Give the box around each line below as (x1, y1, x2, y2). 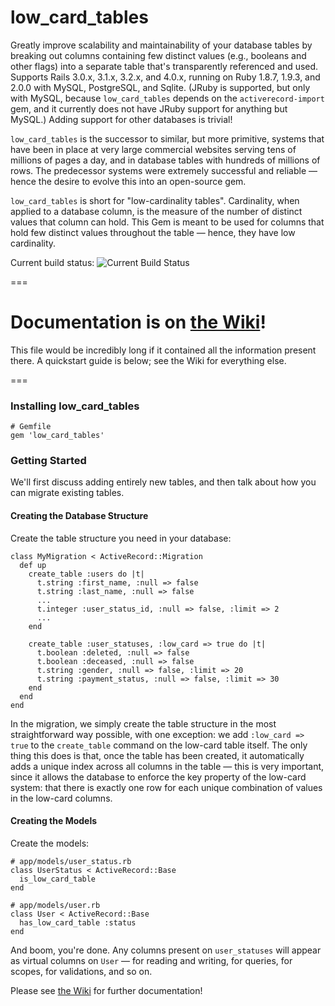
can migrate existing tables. (10, 487, 125, 499)
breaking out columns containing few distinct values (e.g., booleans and (10, 49, 307, 61)
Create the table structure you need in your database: (10, 532, 232, 544)
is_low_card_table (19, 874, 97, 884)
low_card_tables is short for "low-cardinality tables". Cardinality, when (10, 194, 300, 206)
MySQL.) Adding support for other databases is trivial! (10, 113, 233, 125)
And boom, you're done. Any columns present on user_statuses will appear (10, 944, 322, 956)
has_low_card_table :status (19, 917, 137, 928)
